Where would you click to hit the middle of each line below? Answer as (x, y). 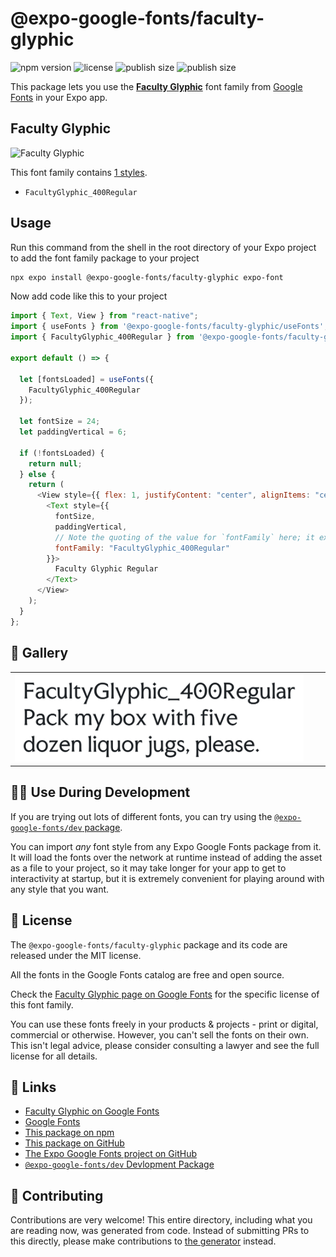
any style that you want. (60, 889)
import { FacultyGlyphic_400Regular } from (102, 337)
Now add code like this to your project (89, 296)
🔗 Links (33, 1087)
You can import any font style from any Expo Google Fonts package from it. (166, 846)
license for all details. (54, 1056)
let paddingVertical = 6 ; (73, 432)
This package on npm (69, 1133)
